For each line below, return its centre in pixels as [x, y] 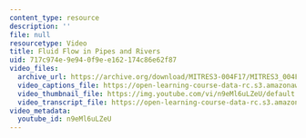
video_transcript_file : [62, 102]
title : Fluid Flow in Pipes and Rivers [85, 52]
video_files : [34, 69]
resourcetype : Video [49, 43]
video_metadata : [40, 111]
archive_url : [42, 77]
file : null [30, 34]
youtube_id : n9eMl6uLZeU [65, 119]
